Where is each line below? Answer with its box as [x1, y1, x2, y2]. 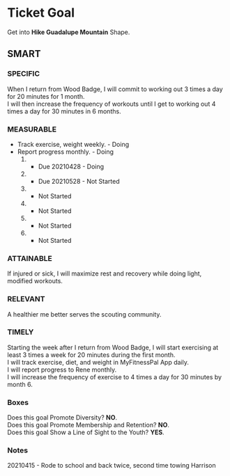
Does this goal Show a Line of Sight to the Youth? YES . [7, 428, 165, 436]
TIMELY [7, 327, 34, 337]
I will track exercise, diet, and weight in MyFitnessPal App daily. [7, 358, 190, 366]
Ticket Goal [7, 5, 75, 21]
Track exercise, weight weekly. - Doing [17, 140, 130, 148]
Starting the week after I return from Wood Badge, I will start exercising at [7, 343, 219, 351]
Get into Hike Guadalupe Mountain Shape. [7, 28, 130, 36]
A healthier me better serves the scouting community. [7, 310, 162, 318]
